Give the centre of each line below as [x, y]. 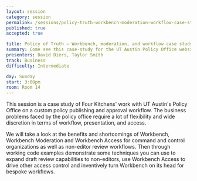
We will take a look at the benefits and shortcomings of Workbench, [88, 134]
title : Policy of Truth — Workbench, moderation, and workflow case [91, 44]
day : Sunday [21, 76]
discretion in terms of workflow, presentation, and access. [76, 123]
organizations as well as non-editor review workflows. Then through [89, 147]
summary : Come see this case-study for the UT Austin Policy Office [91, 50]
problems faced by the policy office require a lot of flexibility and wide [91, 117]
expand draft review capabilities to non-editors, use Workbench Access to [96, 159]
